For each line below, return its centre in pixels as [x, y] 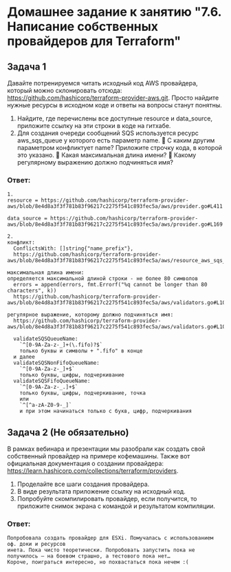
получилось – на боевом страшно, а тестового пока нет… [89, 556]
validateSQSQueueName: [46, 339]
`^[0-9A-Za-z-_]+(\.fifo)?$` [61, 345]
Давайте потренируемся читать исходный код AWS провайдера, [102, 83]
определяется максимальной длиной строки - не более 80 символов [102, 279]
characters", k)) [32, 291]
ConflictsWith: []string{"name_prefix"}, [74, 248]
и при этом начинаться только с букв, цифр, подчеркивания [106, 411]
